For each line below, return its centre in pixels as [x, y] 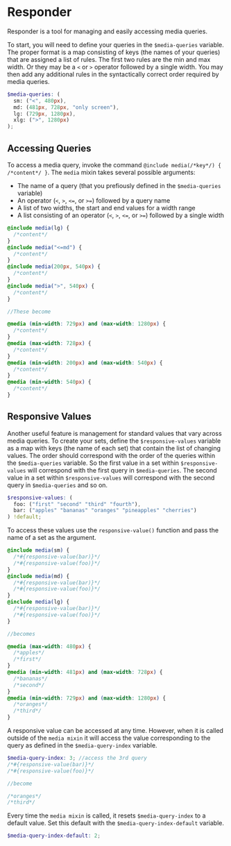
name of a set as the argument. [52, 538]
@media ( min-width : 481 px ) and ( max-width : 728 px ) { [85, 672]
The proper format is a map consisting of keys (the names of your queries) [114, 52]
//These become [29, 312]
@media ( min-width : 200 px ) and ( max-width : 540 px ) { [85, 363]
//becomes [22, 634]
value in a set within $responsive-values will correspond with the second [111, 477]
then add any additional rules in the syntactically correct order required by [113, 74]
